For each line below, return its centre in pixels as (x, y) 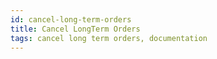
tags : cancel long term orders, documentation (109, 38)
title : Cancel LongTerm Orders (75, 29)
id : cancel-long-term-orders (71, 19)
